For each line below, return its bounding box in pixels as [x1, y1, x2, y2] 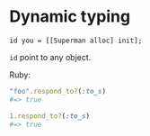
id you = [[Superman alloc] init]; [9, 36, 143, 45]
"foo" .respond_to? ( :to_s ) [9, 86, 106, 95]
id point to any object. [9, 51, 92, 62]
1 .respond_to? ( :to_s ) [9, 111, 91, 121]
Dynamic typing [9, 6, 131, 27]
